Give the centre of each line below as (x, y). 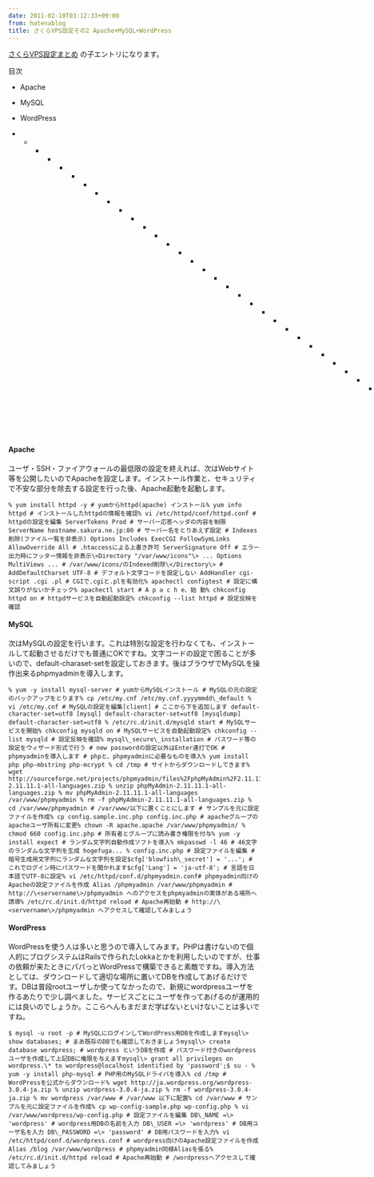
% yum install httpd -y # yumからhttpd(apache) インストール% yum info (125, 505)
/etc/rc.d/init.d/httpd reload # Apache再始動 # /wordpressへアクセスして (129, 1157)
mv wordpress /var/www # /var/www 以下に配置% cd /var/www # (141, 1098)
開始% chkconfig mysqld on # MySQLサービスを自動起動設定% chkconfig (136, 731)
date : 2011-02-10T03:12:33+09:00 (64, 16)
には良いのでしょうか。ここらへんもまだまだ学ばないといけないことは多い (131, 1006)
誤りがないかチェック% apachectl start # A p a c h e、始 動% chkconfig (130, 590)
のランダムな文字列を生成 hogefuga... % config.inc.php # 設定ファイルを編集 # (132, 851)
